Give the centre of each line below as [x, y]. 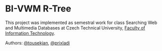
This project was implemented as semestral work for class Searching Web [81, 22]
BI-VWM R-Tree [38, 9]
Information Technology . [30, 33]
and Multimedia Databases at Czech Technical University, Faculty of [75, 27]
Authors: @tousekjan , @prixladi [37, 42]
